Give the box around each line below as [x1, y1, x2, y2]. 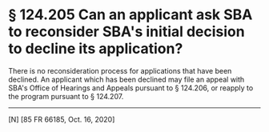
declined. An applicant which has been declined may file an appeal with [8, 74, 245, 84]
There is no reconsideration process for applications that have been [8, 66, 232, 75]
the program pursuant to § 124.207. [8, 91, 124, 101]
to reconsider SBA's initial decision [8, 22, 246, 41]
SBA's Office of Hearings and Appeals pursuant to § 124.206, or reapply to [8, 82, 254, 93]
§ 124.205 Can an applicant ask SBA [8, 6, 253, 24]
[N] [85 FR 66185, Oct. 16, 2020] [8, 114, 115, 124]
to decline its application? [8, 40, 183, 58]
